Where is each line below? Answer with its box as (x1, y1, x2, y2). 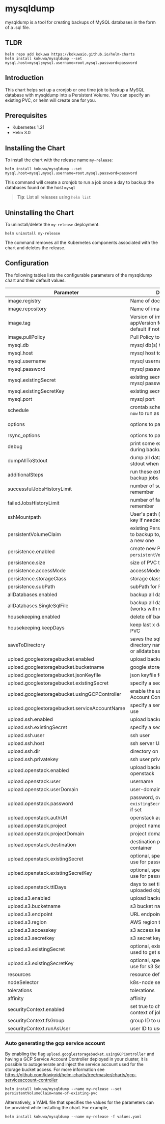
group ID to (130, 1017, 156, 1024)
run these (130, 468, 152, 475)
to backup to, (130, 531, 161, 537)
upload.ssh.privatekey (7, 756, 59, 763)
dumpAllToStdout (7, 457, 48, 464)
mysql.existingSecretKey (7, 387, 65, 394)
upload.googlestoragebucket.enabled (7, 655, 94, 662)
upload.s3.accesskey (7, 926, 56, 933)
